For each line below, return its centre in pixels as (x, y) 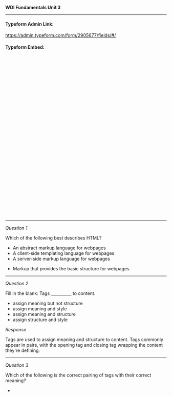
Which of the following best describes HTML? (53, 238)
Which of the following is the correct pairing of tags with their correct (78, 375)
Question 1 (16, 228)
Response (16, 330)
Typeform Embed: (25, 47)
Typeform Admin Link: (29, 24)
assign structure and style (40, 320)
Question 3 (17, 365)
